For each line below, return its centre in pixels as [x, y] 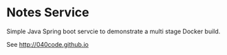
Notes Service [48, 13]
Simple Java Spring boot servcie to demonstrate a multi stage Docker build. [113, 31]
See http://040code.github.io [47, 44]
